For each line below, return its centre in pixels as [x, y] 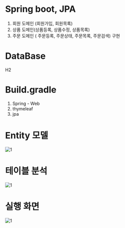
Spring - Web [26, 103]
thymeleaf [23, 109]
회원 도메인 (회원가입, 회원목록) [42, 23]
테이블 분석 [26, 171]
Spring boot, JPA [40, 9]
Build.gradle [31, 90]
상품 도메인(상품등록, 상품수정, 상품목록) [51, 29]
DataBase [26, 56]
